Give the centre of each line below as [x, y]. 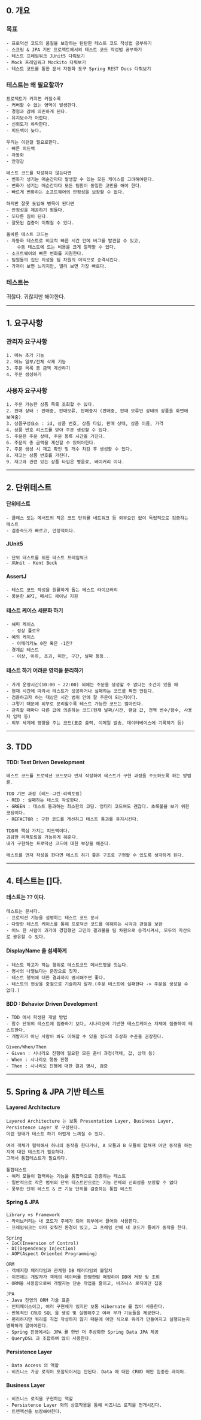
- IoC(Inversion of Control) [42, 1243]
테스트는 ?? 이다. [26, 897]
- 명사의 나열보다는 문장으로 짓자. [43, 972]
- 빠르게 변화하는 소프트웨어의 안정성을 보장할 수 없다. [66, 192]
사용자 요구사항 [27, 390]
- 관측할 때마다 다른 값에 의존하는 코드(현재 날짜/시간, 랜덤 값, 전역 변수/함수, [94, 710]
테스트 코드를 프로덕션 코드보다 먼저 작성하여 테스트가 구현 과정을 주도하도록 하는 [93, 776]
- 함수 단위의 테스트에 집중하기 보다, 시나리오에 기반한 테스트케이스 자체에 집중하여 [96, 1024]
